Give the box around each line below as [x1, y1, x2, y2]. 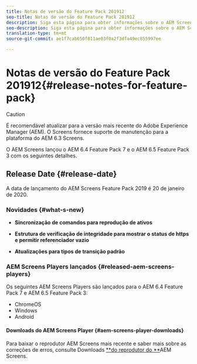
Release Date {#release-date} [6, 169, 117, 179]
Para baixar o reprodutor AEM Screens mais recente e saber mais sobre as [6, 340, 186, 347]
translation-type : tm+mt [6, 31, 67, 36]
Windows [14, 307, 38, 314]
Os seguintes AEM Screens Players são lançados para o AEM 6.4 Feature [6, 283, 184, 291]
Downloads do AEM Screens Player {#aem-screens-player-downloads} [6, 326, 184, 333]
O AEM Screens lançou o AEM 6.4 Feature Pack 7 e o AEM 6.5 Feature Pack [6, 146, 189, 153]
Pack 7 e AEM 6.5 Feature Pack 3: [6, 289, 88, 296]
